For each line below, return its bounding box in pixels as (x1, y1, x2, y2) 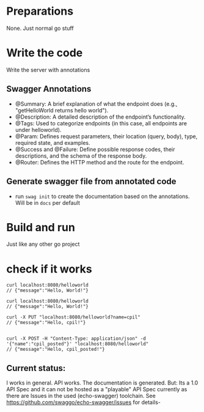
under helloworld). (15, 126, 62, 133)
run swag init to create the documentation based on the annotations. (15, 193, 190, 200)
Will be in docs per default (15, 199, 81, 206)
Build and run (6, 220, 75, 234)
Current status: (6, 362, 66, 373)
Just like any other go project (6, 240, 80, 248)
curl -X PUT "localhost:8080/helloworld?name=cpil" (6, 314, 140, 320)
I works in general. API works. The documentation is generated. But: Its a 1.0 (6, 379, 199, 386)
